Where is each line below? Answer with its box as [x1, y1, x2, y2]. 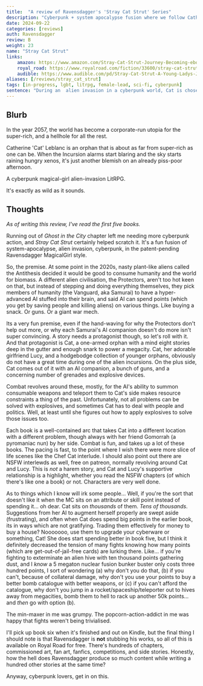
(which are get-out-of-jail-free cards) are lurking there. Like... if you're [6, 548, 181, 555]
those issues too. [6, 415, 49, 422]
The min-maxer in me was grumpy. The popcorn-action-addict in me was [6, 610, 189, 618]
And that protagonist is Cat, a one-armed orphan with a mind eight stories [6, 339, 190, 346]
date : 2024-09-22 [6, 20, 50, 26]
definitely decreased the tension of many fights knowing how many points [6, 541, 190, 548]
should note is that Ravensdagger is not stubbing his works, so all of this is [6, 635, 193, 642]
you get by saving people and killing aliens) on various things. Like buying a [6, 302, 195, 309]
